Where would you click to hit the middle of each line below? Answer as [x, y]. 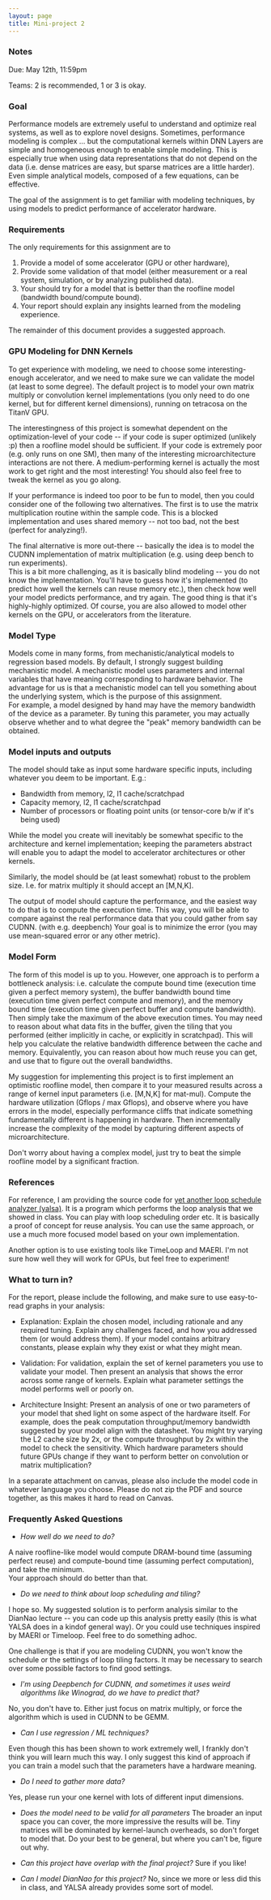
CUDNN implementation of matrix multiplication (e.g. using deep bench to [131, 554]
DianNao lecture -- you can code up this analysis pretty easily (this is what [133, 1618]
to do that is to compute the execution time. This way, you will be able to [129, 910]
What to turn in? [41, 1279]
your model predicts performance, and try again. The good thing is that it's [133, 597]
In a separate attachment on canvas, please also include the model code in [133, 1481]
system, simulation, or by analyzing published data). [107, 280]
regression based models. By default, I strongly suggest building [116, 661]
